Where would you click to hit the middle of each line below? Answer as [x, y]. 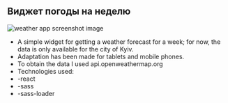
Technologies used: [46, 71]
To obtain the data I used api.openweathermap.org [90, 64]
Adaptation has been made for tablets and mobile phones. [101, 56]
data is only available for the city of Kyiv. [75, 49]
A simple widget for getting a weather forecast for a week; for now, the [119, 42]
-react [26, 79]
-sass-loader [36, 93]
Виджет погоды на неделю [69, 11]
